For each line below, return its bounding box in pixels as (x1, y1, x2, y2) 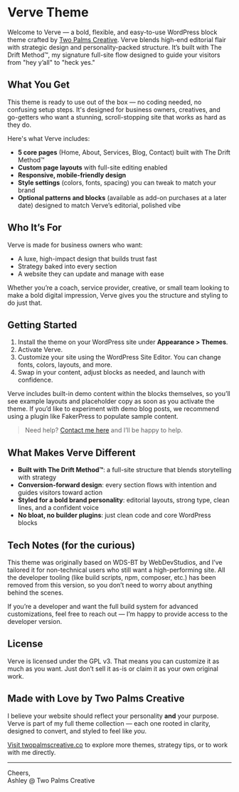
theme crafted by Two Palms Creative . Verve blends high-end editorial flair (7, 35, 226, 43)
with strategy (17, 473, 57, 481)
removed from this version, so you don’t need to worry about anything (7, 581, 213, 589)
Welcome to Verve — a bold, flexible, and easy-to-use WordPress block (7, 28, 218, 36)
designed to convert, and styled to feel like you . (7, 726, 147, 735)
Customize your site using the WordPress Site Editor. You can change (17, 353, 222, 362)
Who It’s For (7, 222, 62, 234)
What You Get (7, 79, 70, 91)
